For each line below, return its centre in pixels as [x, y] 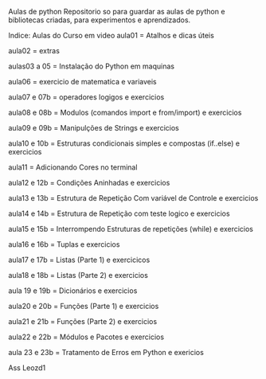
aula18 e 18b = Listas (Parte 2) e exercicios [78, 275]
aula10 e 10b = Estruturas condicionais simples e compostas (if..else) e [124, 143]
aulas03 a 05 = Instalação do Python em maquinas [92, 66]
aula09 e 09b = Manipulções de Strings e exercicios [94, 128]
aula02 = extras [34, 51]
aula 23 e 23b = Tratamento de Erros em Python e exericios [106, 352]
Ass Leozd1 [27, 368]
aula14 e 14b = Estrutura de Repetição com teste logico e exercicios [119, 213]
